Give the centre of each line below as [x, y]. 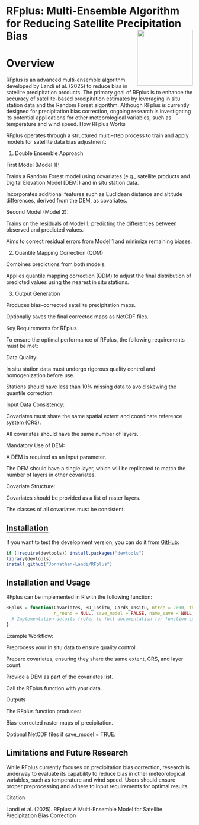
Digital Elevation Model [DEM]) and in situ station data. [73, 183]
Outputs [16, 700]
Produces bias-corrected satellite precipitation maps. [71, 305]
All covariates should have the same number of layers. [72, 434]
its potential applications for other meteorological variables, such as [89, 118]
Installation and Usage [48, 582]
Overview [31, 63]
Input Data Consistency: [36, 404]
